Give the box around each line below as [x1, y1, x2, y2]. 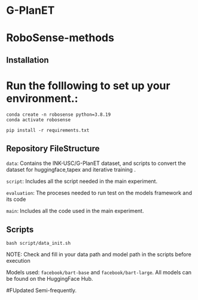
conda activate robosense [6, 116, 71, 123]
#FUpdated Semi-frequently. [6, 287, 77, 294]
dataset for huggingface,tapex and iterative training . [6, 166, 136, 173]
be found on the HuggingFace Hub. [6, 275, 93, 283]
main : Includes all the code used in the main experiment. [6, 207, 144, 214]
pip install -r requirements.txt [6, 127, 90, 133]
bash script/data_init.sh [6, 241, 71, 247]
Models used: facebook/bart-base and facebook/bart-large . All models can [6, 269, 192, 276]
